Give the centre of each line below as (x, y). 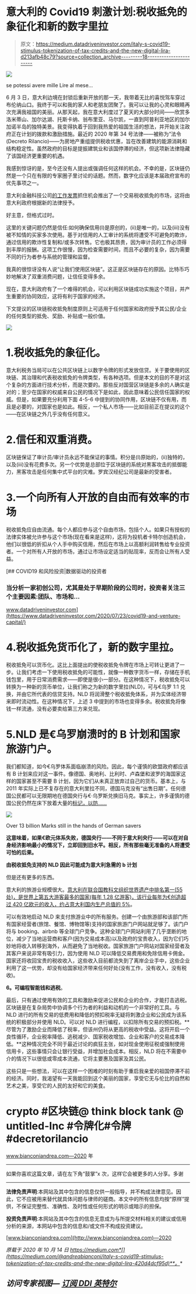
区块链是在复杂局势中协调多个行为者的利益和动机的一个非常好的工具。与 (93, 1007)
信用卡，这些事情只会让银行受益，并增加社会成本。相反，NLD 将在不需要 (94, 1051)
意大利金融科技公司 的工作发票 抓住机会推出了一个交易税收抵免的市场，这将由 (98, 195)
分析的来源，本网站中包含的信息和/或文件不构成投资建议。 (76, 1226)
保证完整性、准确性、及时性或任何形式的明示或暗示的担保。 (93, 1206)
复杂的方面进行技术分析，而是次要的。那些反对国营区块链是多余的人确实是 (100, 384)
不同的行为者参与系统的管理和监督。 (50, 257)
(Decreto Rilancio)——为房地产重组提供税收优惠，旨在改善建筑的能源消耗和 (97, 141)
